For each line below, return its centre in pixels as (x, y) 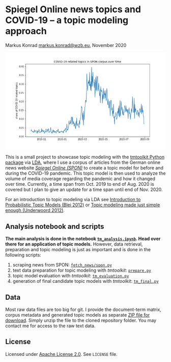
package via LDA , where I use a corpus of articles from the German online (83, 162)
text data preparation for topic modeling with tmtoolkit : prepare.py (82, 270)
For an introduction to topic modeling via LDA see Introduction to (73, 200)
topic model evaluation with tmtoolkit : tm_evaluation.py (71, 276)
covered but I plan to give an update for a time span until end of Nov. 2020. (84, 189)
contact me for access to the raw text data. (50, 326)
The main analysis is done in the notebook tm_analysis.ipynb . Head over (83, 239)
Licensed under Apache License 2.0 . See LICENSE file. (62, 354)
